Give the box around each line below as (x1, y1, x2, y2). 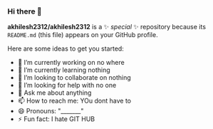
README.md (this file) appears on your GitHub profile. (7, 31, 158, 39)
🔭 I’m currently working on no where (17, 58, 125, 67)
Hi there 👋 (7, 6, 43, 16)
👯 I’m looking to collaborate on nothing (17, 73, 132, 82)
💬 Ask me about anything (17, 88, 92, 97)
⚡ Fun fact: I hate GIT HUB (17, 115, 95, 123)
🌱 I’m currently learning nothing (17, 66, 110, 74)
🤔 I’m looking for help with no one (17, 81, 117, 90)
